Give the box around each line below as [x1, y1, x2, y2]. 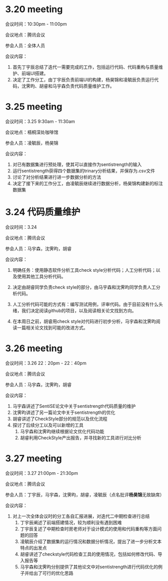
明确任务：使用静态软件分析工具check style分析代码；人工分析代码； [12, 267, 156, 273]
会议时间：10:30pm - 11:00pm [5, 21, 67, 27]
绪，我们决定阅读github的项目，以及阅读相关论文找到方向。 [12, 307, 137, 313]
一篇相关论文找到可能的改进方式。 [17, 324, 88, 330]
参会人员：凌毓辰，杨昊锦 [5, 140, 59, 146]
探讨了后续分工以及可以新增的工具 [12, 422, 84, 428]
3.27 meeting [5, 452, 62, 464]
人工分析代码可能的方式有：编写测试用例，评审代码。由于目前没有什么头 [12, 301, 163, 307]
